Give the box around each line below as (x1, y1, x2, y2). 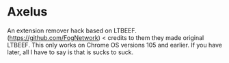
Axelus (7, 4, 48, 20)
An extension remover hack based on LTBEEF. (7, 26, 137, 35)
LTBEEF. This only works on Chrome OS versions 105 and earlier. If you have (7, 41, 222, 49)
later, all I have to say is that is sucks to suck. (7, 48, 134, 56)
